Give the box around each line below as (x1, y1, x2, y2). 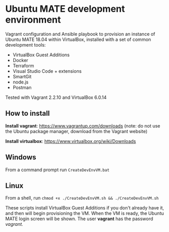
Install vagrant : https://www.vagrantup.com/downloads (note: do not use (5, 122, 160, 129)
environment (5, 14, 61, 26)
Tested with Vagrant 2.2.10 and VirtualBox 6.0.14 (5, 94, 107, 100)
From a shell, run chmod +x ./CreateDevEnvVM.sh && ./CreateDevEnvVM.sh (5, 195, 159, 201)
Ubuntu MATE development (5, 3, 125, 15)
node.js (12, 79, 29, 85)
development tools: (5, 41, 46, 48)
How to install (5, 109, 50, 118)
